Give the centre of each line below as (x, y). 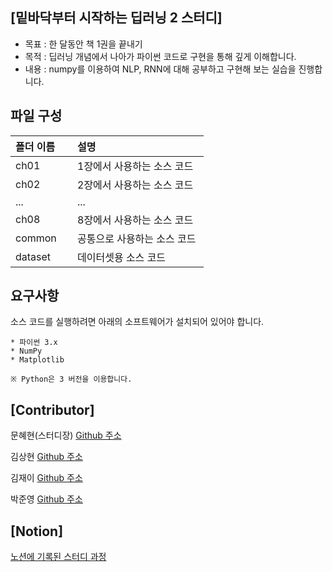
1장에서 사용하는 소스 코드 (135, 166)
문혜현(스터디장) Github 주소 (66, 435)
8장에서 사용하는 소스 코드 (135, 220)
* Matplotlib (37, 360)
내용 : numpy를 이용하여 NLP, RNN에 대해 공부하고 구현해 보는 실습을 (160, 69)
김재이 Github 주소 (46, 478)
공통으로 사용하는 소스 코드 (137, 238)
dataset (33, 256)
